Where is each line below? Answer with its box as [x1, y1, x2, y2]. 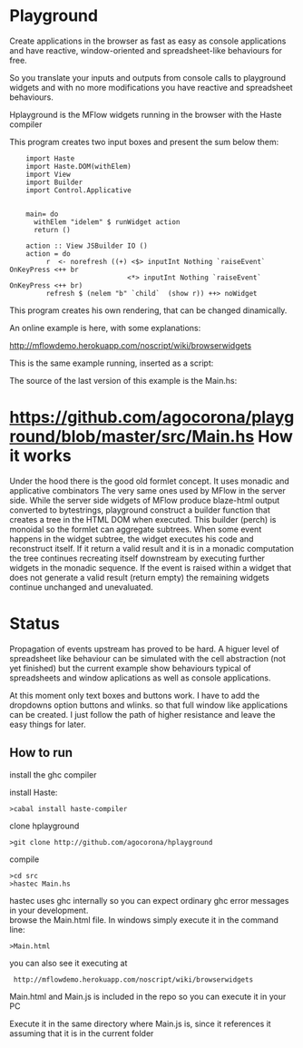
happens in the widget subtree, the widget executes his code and [9, 533, 254, 544]
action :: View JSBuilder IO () [25, 241, 148, 250]
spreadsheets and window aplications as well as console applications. [9, 672, 271, 683]
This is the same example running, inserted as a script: [9, 357, 214, 368]
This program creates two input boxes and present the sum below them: [9, 136, 279, 147]
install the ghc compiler [9, 769, 97, 780]
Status [9, 613, 61, 634]
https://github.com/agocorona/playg [9, 407, 295, 427]
